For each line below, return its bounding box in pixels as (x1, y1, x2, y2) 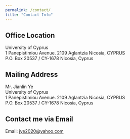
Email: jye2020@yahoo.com (5, 128, 64, 134)
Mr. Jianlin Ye (5, 84, 34, 90)
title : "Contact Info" (5, 12, 53, 17)
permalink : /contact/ (5, 7, 51, 13)
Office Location (5, 31, 55, 40)
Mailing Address (5, 70, 58, 79)
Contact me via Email (5, 115, 73, 123)
